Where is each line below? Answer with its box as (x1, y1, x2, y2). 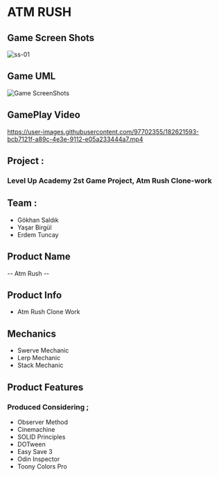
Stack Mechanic (17, 361, 64, 369)
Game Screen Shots (7, 32, 95, 44)
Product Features (7, 381, 84, 393)
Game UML (7, 70, 56, 82)
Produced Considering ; (7, 402, 89, 412)
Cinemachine (17, 425, 55, 433)
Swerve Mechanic (17, 346, 69, 355)
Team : (7, 197, 37, 209)
